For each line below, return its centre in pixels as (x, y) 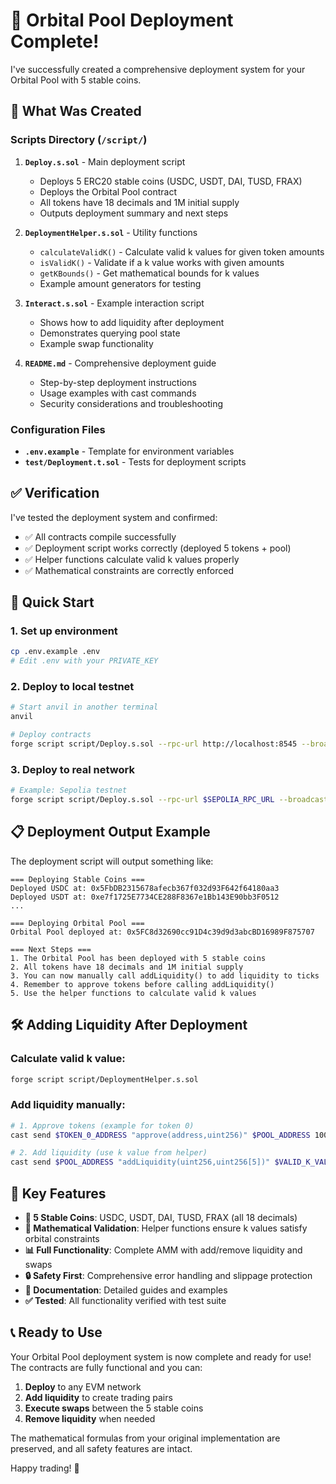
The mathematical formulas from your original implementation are (145, 1438)
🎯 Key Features (58, 1193)
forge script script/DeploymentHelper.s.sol (104, 1079)
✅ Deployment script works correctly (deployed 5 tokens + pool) (158, 548)
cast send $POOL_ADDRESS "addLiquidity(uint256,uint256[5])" (140, 1162)
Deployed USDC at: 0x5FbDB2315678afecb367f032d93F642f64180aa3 (145, 888)
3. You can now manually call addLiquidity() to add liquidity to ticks (165, 975)
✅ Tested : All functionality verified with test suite (125, 1300)
